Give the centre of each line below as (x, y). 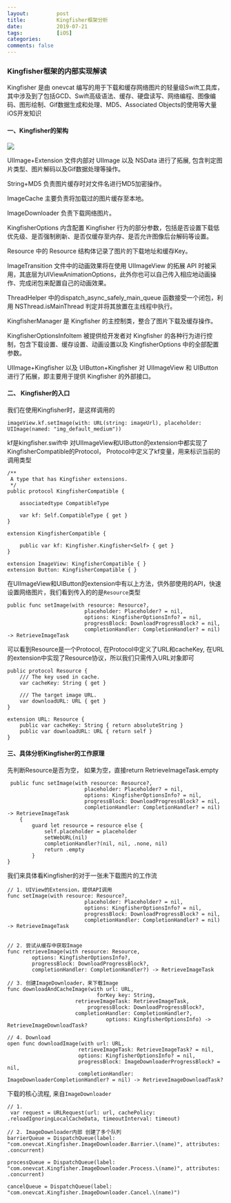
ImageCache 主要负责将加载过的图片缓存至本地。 (78, 198)
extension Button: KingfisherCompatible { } (72, 570)
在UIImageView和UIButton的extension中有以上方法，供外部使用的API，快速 (114, 583)
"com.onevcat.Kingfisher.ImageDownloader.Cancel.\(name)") (94, 1193)
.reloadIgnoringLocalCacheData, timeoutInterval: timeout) (94, 1119)
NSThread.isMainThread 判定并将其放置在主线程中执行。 (96, 306)
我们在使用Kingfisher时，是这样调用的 (61, 410)
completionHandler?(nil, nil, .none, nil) (106, 844)
